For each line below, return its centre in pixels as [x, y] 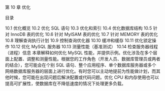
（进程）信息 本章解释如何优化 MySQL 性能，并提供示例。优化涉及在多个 [79, 53]
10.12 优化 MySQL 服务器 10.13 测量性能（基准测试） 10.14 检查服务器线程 [84, 46]
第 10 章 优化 [18, 7]
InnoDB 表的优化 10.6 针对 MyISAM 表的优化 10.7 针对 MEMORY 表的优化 [84, 34]
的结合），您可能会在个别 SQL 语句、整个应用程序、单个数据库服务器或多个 [81, 65]
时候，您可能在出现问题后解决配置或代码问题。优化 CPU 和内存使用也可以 [84, 77]
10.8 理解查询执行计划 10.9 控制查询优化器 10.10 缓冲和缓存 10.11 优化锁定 [79, 40]
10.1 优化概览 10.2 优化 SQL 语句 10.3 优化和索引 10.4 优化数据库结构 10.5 [79, 28]
